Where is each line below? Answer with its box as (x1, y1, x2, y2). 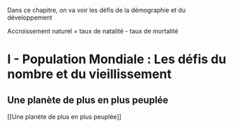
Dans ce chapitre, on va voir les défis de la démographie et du (7, 6, 186, 14)
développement (7, 13, 52, 22)
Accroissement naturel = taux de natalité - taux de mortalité (7, 27, 179, 35)
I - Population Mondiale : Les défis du (7, 52, 227, 67)
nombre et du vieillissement (7, 66, 172, 83)
